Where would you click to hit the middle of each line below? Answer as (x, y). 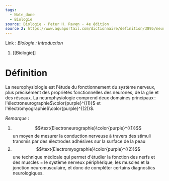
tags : (11, 10)
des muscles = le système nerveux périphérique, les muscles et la (81, 162)
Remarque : (17, 118)
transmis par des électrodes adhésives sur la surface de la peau (79, 141)
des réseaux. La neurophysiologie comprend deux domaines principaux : (80, 98)
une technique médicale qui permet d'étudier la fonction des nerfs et (84, 157)
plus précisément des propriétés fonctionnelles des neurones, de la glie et (82, 93)
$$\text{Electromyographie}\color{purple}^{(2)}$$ (88, 149)
